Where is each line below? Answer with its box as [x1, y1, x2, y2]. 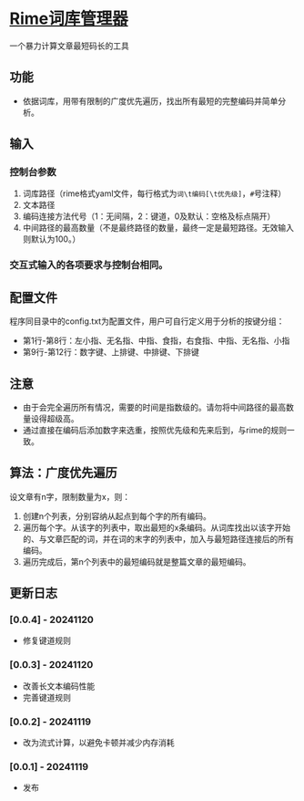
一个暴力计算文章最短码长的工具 [9, 40, 129, 51]
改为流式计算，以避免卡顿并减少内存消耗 [22, 737, 175, 748]
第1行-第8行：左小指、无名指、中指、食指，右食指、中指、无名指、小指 [22, 335, 290, 347]
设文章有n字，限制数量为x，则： [9, 491, 130, 502]
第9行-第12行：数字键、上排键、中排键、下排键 [22, 347, 200, 358]
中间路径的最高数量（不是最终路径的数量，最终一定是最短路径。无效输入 [22, 223, 294, 234]
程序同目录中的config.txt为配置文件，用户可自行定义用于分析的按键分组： [9, 316, 285, 327]
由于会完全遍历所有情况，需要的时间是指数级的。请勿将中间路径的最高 [22, 401, 287, 412]
